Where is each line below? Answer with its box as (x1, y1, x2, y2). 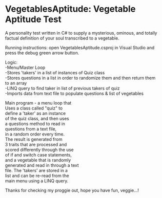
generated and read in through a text (5, 162, 79, 168)
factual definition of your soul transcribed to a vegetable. (5, 35, 120, 41)
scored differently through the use (5, 147, 74, 153)
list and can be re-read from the (5, 173, 69, 178)
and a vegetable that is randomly (5, 157, 71, 163)
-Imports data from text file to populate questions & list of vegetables (5, 90, 144, 96)
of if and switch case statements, (5, 152, 72, 157)
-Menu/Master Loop (5, 65, 45, 70)
